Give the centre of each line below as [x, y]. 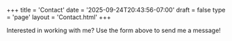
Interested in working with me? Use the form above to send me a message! [114, 30]
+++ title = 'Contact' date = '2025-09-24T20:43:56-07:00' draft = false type [116, 10]
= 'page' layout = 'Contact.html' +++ [59, 17]
